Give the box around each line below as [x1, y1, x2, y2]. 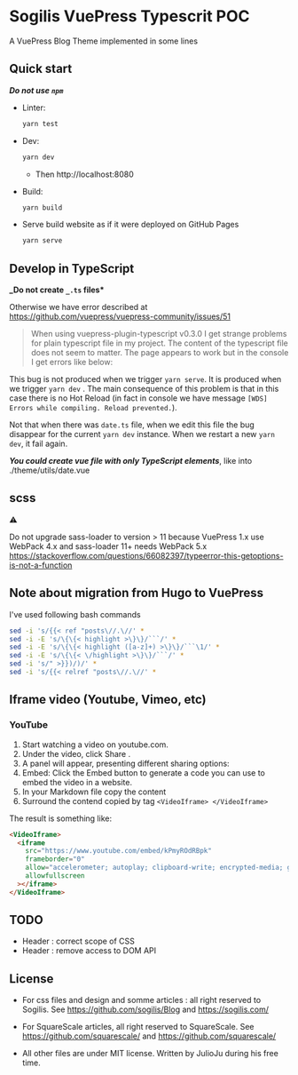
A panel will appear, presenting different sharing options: [21, 758, 230, 768]
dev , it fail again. [9, 438, 68, 450]
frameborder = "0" [25, 855, 86, 864]
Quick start [9, 61, 73, 76]
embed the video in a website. [21, 776, 133, 787]
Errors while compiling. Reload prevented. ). [9, 402, 177, 413]
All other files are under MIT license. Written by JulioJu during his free [21, 1048, 279, 1059]
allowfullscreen [25, 872, 86, 880]
